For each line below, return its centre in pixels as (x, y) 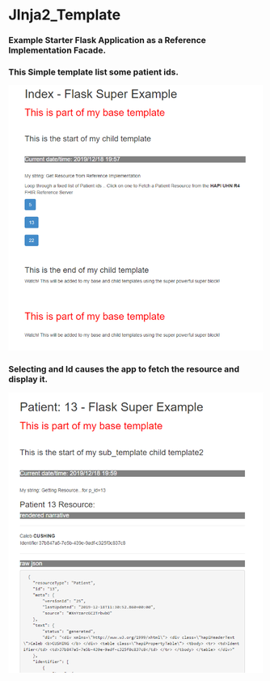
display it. (28, 379)
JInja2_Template (65, 15)
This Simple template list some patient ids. (94, 72)
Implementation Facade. (57, 50)
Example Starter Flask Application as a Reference (107, 40)
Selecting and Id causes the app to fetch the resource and (124, 368)
